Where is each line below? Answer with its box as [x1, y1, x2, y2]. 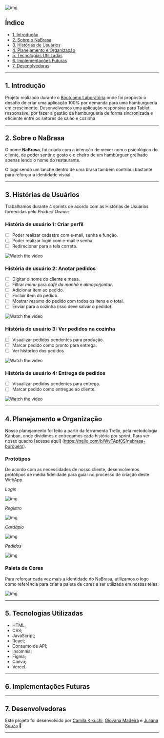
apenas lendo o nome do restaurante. [5, 157, 81, 163]
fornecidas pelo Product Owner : [5, 209, 70, 215]
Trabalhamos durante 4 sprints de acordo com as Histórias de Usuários [5, 204, 149, 209]
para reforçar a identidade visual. [5, 172, 72, 178]
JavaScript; [12, 633, 36, 638]
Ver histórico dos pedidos [12, 348, 64, 353]
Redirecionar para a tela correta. [12, 243, 77, 249]
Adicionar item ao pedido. [12, 287, 64, 293]
